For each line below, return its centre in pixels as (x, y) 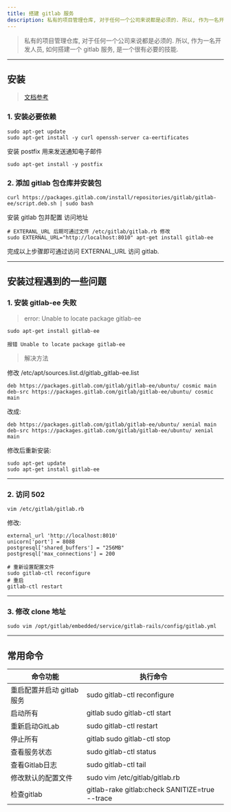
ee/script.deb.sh (32, 203)
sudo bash (80, 203)
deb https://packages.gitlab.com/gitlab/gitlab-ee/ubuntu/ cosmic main (112, 386)
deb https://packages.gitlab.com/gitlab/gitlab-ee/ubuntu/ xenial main (112, 425)
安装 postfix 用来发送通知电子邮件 (55, 151)
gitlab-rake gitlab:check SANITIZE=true (151, 790)
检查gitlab (26, 794)
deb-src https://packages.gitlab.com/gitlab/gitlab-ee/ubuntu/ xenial (110, 430)
